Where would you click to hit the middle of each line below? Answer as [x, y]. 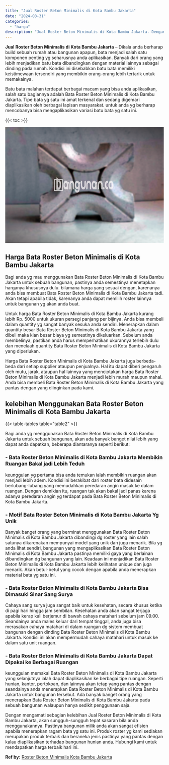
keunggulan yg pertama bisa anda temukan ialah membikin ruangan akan [81, 475]
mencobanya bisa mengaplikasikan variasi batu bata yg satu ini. [71, 111]
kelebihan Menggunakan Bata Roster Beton [74, 404]
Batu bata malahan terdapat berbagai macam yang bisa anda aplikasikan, [81, 89]
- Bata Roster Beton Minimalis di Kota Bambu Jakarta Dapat [79, 656]
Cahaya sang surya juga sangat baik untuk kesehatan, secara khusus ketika [84, 605]
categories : [18, 21]
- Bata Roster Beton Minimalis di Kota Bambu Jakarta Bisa [77, 588]
